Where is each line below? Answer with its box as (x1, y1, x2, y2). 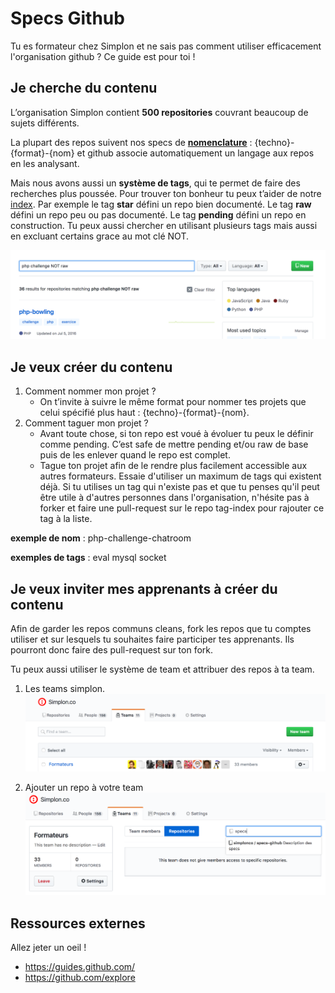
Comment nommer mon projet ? (24, 385, 157, 397)
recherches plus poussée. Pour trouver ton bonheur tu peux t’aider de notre (10, 187, 322, 199)
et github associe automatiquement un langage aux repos (76, 147, 315, 159)
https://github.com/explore (24, 972, 136, 983)
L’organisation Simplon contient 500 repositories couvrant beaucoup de (10, 106, 309, 118)
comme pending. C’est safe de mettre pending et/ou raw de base (39, 438, 309, 451)
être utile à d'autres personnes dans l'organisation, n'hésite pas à (39, 492, 310, 504)
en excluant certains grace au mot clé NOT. (10, 230, 190, 242)
